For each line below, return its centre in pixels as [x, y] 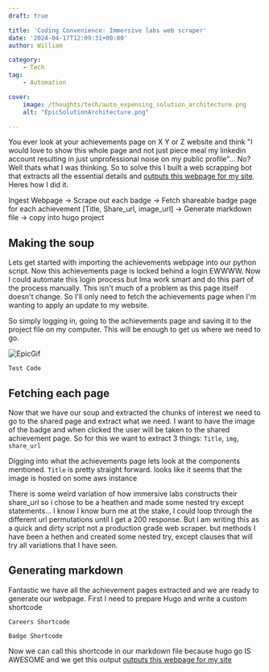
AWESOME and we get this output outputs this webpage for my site [120, 659]
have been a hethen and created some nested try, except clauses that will [131, 536]
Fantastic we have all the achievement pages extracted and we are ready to [134, 590]
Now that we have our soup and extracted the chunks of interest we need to [134, 413]
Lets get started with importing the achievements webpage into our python [132, 262]
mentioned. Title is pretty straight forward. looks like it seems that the [125, 470]
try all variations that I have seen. [63, 545]
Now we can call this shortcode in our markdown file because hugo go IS [130, 651]
